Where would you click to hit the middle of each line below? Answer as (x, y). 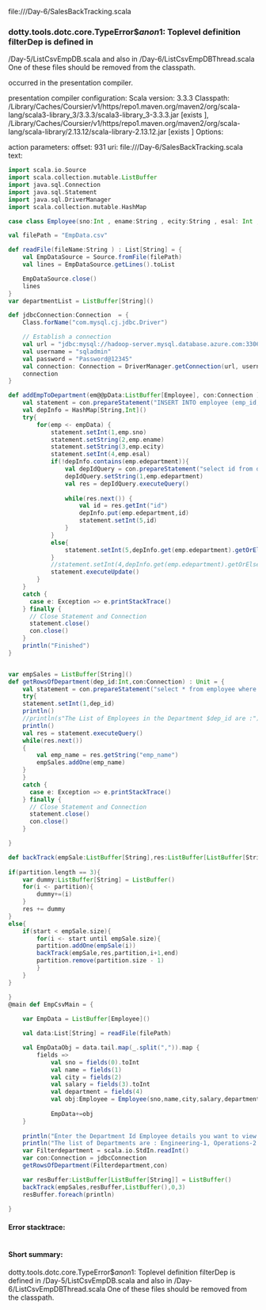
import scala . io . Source (47, 170)
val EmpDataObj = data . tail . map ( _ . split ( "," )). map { (111, 1048)
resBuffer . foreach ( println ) (68, 1194)
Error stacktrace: (37, 1227)
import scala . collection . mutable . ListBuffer (83, 177)
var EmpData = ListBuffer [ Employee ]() (86, 1019)
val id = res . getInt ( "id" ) (123, 506)
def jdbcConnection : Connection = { (68, 315)
